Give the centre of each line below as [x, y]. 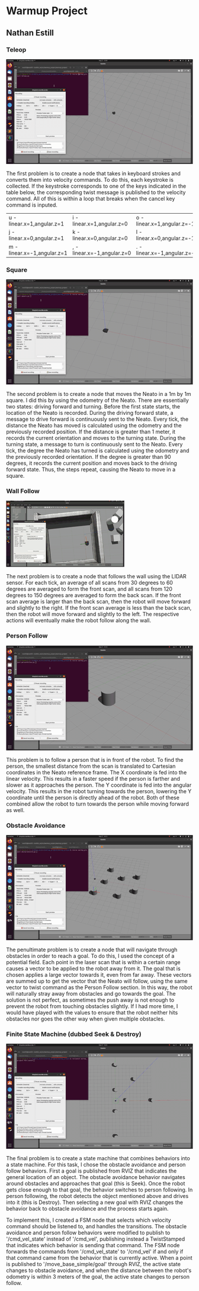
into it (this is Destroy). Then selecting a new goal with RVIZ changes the [95, 1202]
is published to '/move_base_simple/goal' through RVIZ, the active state [93, 1264]
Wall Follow [23, 491]
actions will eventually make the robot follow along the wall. [79, 620]
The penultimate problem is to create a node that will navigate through [92, 949]
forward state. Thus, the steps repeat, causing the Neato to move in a [91, 469]
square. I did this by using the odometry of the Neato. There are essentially [98, 400]
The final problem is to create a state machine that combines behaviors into [98, 1158]
